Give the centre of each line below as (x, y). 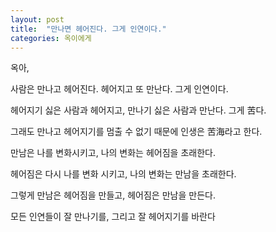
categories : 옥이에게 (51, 38)
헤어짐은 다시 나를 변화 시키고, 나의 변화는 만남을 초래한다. (123, 174)
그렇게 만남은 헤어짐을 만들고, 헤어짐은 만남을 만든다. (113, 195)
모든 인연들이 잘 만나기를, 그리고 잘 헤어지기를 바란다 (113, 217)
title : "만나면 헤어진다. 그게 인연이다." (88, 29)
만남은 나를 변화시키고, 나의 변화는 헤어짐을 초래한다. (113, 153)
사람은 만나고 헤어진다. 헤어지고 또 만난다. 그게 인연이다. (119, 89)
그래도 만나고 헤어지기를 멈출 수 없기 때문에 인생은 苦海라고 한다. (136, 132)
